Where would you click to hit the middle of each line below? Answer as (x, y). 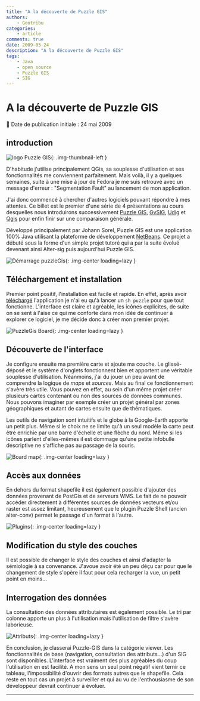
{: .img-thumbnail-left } (79, 157)
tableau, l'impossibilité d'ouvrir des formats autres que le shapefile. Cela (95, 673)
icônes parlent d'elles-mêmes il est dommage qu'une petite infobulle (90, 438)
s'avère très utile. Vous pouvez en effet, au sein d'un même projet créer (94, 389)
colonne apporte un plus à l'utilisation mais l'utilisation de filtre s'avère (92, 618)
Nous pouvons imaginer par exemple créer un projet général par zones (93, 402)
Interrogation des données (57, 597)
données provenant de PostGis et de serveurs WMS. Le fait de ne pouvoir (96, 496)
